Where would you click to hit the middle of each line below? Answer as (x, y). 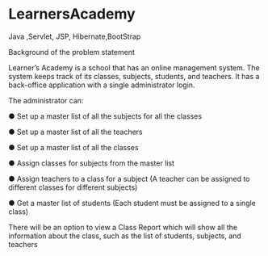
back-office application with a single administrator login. (102, 85)
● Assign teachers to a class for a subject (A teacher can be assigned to (129, 178)
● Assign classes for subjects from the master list (92, 163)
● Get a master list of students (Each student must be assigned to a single (132, 203)
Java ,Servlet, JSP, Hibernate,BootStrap (75, 36)
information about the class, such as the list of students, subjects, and (125, 236)
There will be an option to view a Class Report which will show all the (123, 227)
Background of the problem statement (72, 52)
